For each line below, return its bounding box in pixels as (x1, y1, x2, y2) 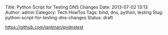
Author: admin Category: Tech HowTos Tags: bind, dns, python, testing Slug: (5, 9, 163, 15)
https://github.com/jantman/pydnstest (5, 24, 84, 30)
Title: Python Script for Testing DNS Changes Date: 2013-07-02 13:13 (5, 4, 148, 10)
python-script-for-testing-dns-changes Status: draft (5, 15, 113, 20)
